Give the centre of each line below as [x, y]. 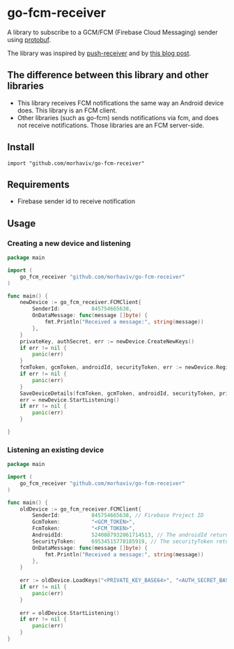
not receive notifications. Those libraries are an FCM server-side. [111, 125]
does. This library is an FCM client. [67, 110]
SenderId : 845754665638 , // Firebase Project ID [118, 516]
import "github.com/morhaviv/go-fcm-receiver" [76, 163]
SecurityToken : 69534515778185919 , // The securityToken [123, 541]
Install [21, 147]
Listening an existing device [56, 450]
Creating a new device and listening [69, 243]
